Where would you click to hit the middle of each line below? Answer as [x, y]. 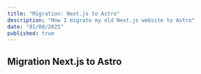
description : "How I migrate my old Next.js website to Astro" [101, 20]
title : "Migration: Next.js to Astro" [64, 14]
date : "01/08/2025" [36, 27]
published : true [31, 33]
